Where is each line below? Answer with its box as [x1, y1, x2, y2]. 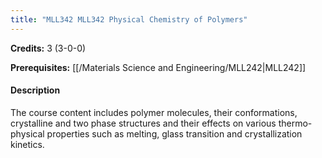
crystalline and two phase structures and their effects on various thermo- [10, 117, 313, 129]
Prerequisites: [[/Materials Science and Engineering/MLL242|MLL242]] [10, 61, 307, 73]
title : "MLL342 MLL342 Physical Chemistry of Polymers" [10, 14, 248, 25]
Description [10, 84, 61, 96]
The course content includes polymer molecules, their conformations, [10, 106, 298, 118]
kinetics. [10, 138, 45, 150]
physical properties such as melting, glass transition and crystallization [10, 127, 303, 140]
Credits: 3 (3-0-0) [10, 42, 87, 54]
